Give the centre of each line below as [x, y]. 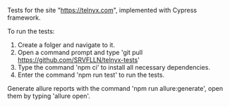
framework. [24, 18]
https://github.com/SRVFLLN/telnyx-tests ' [78, 60]
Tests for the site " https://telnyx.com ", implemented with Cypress [102, 10]
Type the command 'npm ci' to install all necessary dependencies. [114, 67]
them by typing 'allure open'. [49, 96]
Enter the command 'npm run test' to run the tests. [91, 75]
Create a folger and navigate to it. [66, 45]
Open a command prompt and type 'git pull [80, 52]
